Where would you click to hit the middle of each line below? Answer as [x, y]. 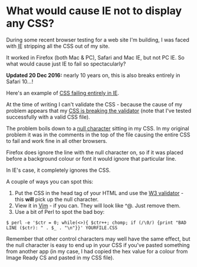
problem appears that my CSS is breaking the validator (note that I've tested [98, 110]
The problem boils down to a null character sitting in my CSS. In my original [98, 128]
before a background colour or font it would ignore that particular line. [91, 158]
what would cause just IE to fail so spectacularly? [66, 64]
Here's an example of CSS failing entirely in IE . [63, 93]
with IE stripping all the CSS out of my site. [58, 46]
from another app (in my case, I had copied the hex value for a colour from [97, 251]
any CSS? [30, 23]
